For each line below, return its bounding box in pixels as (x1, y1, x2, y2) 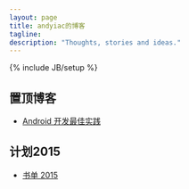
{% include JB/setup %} (9, 62, 98, 73)
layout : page (9, 12, 58, 22)
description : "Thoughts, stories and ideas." (9, 37, 181, 47)
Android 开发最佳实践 (21, 116, 101, 127)
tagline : (9, 29, 42, 38)
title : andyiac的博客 (9, 21, 86, 30)
